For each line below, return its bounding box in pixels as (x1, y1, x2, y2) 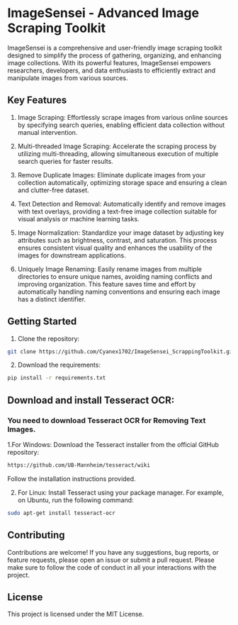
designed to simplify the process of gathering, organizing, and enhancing (7, 51, 222, 60)
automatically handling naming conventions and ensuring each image (17, 287, 221, 296)
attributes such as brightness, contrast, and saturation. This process (17, 236, 217, 244)
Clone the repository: (17, 334, 80, 343)
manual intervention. (17, 128, 78, 136)
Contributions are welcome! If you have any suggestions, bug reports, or (7, 548, 219, 556)
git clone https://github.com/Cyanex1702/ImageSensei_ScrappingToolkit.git (7, 348, 236, 355)
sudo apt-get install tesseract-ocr (7, 509, 115, 516)
